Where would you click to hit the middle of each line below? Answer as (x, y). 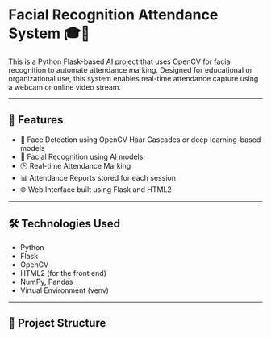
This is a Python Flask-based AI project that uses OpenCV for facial (120, 61)
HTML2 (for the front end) (63, 273)
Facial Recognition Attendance (113, 15)
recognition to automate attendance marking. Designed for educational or (130, 69)
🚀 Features (36, 120)
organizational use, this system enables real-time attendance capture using (133, 78)
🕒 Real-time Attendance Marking (75, 165)
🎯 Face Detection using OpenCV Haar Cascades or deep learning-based (140, 140)
